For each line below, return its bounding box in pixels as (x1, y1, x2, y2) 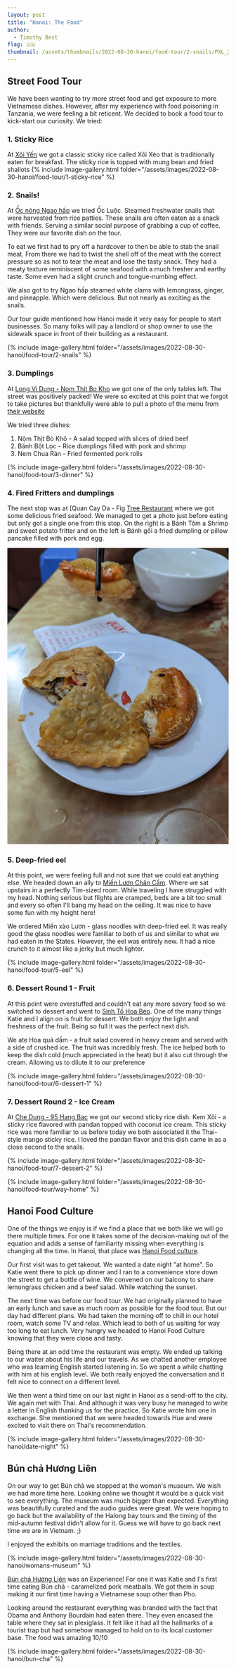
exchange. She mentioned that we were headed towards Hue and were (7, 1413, 213, 1422)
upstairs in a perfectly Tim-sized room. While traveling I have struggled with (7, 886, 227, 894)
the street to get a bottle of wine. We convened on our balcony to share (7, 1275, 214, 1283)
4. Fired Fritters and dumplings (7, 488, 114, 498)
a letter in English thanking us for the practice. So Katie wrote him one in (7, 1406, 216, 1415)
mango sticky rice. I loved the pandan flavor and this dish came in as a (22, 1135, 227, 1143)
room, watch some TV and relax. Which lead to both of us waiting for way (7, 1319, 220, 1327)
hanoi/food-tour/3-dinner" (7, 470, 84, 479)
